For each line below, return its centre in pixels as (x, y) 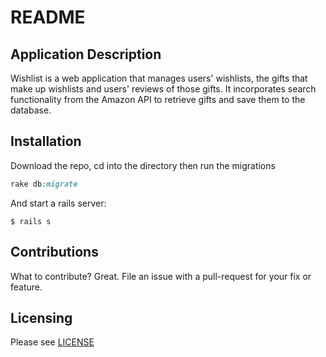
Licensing (41, 317)
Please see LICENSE (52, 342)
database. (31, 110)
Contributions (54, 252)
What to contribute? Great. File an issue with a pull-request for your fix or (161, 276)
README (48, 17)
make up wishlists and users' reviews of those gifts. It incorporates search (163, 89)
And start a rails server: (58, 203)
